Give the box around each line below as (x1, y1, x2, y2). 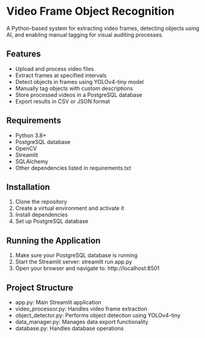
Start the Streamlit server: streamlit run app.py (15, 258, 133, 266)
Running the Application (6, 235, 101, 246)
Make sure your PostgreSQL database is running (15, 252, 138, 259)
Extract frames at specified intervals (15, 72, 107, 79)
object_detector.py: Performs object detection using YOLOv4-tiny (15, 312, 181, 319)
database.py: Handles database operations (15, 325, 124, 332)
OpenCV (15, 145, 37, 152)
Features (6, 49, 41, 59)
